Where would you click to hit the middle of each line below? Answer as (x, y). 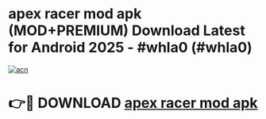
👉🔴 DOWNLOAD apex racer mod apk (133, 103)
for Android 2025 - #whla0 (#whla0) (130, 48)
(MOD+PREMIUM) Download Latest (127, 31)
